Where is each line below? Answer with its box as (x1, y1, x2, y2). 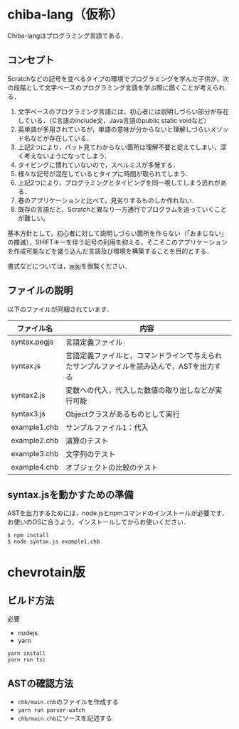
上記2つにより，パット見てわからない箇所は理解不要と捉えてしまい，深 (17, 143, 227, 151)
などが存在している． (30, 134, 93, 142)
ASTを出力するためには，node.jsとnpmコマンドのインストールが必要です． (7, 509, 229, 517)
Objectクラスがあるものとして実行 (65, 409, 180, 419)
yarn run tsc (7, 657, 46, 664)
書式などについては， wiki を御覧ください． (7, 261, 132, 270)
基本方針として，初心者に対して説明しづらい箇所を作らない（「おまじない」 (7, 229, 228, 237)
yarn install (7, 650, 46, 657)
